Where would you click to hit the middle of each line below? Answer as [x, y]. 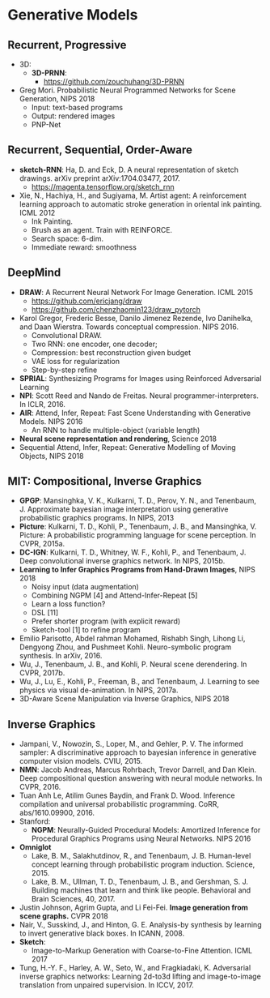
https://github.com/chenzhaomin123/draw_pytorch [116, 309]
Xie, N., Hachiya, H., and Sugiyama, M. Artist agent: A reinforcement [133, 195]
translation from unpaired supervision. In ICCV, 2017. [107, 985]
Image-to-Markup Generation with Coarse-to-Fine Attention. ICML [141, 951]
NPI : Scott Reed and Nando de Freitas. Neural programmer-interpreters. [139, 396]
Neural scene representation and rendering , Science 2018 [118, 439]
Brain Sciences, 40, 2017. [73, 899]
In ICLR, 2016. [42, 404]
